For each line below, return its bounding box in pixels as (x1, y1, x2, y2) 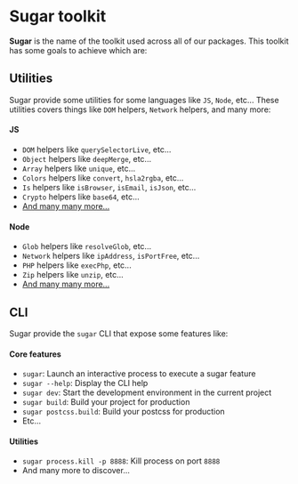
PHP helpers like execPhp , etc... (21, 260, 132, 270)
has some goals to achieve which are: (9, 44, 148, 55)
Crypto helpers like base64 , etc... (21, 191, 140, 202)
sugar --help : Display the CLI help (21, 378, 149, 389)
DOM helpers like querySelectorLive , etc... (21, 144, 172, 155)
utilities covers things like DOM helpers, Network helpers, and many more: (9, 104, 271, 115)
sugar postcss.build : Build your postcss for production (21, 407, 225, 417)
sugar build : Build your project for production (21, 397, 190, 407)
